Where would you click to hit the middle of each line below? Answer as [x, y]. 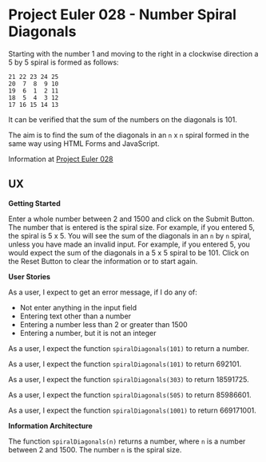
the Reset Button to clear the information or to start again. [103, 261]
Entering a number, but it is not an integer [88, 333]
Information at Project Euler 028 [61, 159]
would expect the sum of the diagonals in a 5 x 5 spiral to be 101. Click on [129, 252]
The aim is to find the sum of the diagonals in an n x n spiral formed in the [129, 135]
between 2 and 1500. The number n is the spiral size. [95, 449]
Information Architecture [51, 425]
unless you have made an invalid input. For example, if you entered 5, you [129, 244]
